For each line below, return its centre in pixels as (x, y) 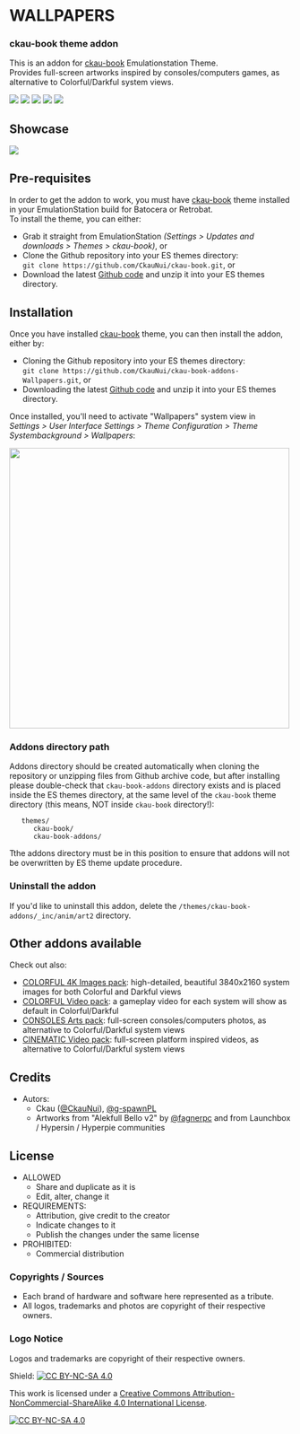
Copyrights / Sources (57, 1277)
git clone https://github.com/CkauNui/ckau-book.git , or (129, 265)
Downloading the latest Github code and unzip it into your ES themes (149, 389)
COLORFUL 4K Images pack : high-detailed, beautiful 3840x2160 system (156, 983)
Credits (30, 1077)
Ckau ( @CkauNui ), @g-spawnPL (96, 1108)
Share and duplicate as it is (86, 1186)
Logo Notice (36, 1339)
